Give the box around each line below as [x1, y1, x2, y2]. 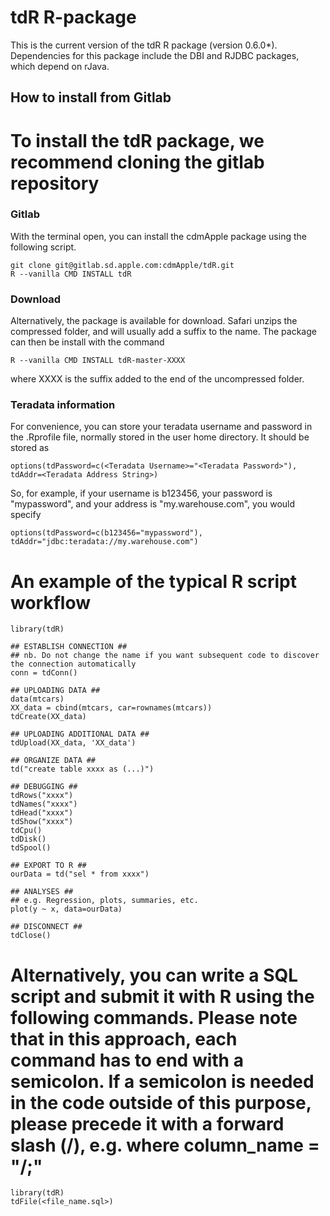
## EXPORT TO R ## [10, 861, 87, 871]
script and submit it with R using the [10, 985, 315, 1008]
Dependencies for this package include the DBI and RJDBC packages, [10, 49, 300, 61]
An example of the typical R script [10, 570, 298, 593]
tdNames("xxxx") [10, 799, 78, 810]
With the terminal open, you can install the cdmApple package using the [10, 230, 307, 242]
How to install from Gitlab [10, 89, 172, 106]
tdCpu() [10, 826, 43, 836]
